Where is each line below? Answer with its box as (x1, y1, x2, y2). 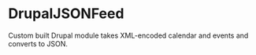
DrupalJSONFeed (8, 5, 124, 23)
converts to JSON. (8, 38, 69, 48)
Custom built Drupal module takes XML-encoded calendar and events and (8, 31, 249, 40)
